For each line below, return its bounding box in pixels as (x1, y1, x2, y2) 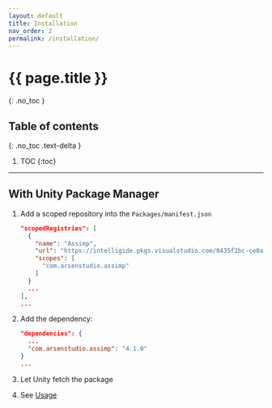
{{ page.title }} (8, 69, 108, 87)
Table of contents (8, 119, 99, 133)
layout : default (8, 11, 63, 20)
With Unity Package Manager (8, 187, 159, 201)
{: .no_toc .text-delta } (8, 141, 82, 150)
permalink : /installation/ (8, 34, 100, 43)
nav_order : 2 (8, 27, 53, 35)
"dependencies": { (19, 330, 83, 338)
